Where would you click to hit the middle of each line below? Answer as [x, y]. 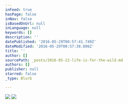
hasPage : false [21, 14]
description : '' [22, 37]
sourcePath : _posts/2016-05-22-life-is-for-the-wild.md [64, 60]
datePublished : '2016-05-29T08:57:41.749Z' [51, 42]
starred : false [21, 74]
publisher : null [22, 69]
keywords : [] [19, 33]
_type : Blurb [19, 78]
